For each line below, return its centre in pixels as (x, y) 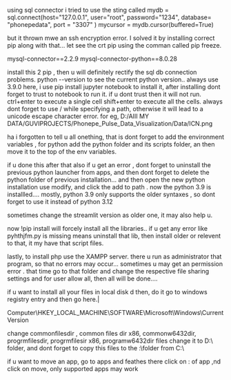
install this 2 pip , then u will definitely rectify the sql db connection (102, 72)
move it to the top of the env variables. (62, 152)
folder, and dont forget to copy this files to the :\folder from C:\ (96, 348)
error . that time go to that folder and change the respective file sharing (108, 271)
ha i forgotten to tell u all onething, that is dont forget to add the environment (116, 137)
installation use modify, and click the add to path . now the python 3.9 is (109, 187)
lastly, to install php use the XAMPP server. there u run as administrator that (114, 256)
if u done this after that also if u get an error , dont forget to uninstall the (109, 165)
